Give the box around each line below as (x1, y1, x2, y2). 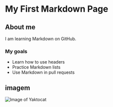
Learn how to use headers (12, 59, 65, 65)
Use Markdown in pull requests (12, 69, 75, 75)
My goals (5, 48, 28, 55)
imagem (5, 84, 30, 92)
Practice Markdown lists (12, 64, 61, 70)
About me (5, 23, 36, 31)
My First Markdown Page (5, 3, 109, 15)
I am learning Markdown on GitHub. (5, 36, 76, 42)
